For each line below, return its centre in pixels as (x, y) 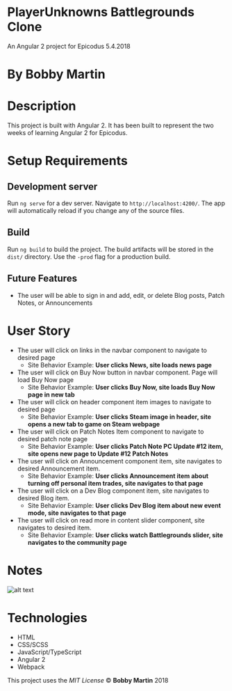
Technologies (48, 618)
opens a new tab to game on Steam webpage (94, 424)
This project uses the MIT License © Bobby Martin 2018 (88, 680)
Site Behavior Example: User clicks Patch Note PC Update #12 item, (125, 446)
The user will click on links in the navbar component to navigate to (112, 350)
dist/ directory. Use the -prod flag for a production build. (89, 256)
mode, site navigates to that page (77, 513)
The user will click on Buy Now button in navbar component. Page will (117, 372)
